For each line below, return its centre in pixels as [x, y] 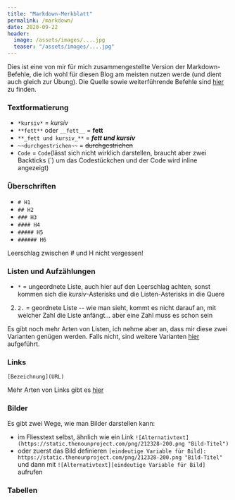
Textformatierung [38, 107]
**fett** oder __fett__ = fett [60, 131]
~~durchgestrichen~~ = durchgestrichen [75, 145]
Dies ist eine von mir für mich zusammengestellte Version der [96, 67]
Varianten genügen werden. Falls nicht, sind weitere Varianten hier [103, 336]
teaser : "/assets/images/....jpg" [64, 47]
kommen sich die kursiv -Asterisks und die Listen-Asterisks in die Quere [121, 294]
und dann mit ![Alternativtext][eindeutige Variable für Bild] [112, 465]
